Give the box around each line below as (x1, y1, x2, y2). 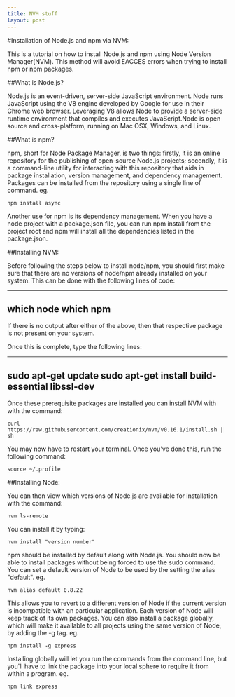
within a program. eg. (7, 670, 69, 678)
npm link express (7, 683, 58, 691)
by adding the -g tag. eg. (7, 629, 79, 637)
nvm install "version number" (7, 539, 96, 546)
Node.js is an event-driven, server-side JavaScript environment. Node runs (7, 92, 224, 100)
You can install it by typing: (7, 525, 85, 534)
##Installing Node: (7, 478, 61, 487)
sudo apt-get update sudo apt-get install (7, 370, 188, 381)
